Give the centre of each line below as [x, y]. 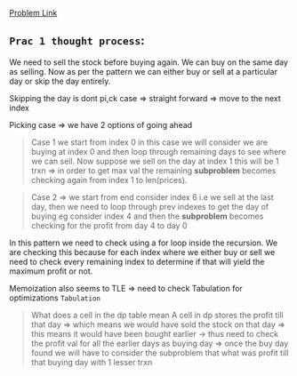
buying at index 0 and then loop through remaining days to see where [158, 151]
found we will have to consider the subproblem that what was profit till [160, 352]
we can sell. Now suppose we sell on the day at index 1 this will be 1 [155, 161]
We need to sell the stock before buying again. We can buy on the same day [149, 62]
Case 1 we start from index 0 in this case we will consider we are [149, 142]
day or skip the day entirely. [60, 81]
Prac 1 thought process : [77, 40]
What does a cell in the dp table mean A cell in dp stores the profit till [157, 315]
